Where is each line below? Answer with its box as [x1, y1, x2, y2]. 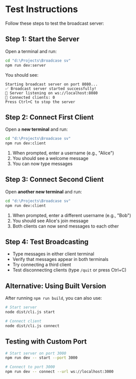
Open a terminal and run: [5, 48, 57, 54]
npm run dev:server [5, 63, 46, 68]
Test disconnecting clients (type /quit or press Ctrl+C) [12, 267, 127, 273]
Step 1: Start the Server [5, 35, 80, 43]
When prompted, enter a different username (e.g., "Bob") [12, 212, 131, 218]
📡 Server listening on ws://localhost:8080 [5, 90, 98, 95]
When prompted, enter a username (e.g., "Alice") [12, 150, 114, 156]
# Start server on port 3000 [5, 351, 66, 356]
